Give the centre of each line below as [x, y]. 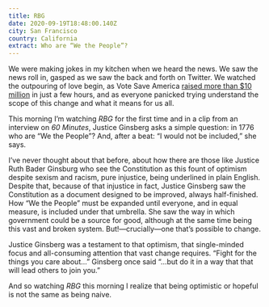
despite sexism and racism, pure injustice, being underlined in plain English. [134, 178]
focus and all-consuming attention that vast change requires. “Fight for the [132, 253]
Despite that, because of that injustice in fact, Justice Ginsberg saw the [127, 186]
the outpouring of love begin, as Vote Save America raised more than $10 [130, 86]
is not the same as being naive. [60, 295]
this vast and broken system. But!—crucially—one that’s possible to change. [134, 229]
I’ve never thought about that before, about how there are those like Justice [134, 160]
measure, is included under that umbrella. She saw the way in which [122, 212]
